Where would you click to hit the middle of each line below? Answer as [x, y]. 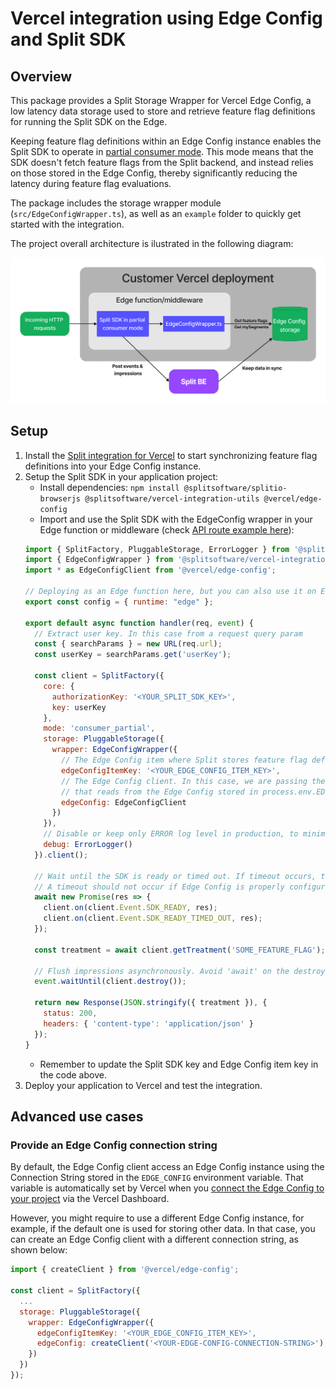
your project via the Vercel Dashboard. [90, 1199]
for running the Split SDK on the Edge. [89, 121]
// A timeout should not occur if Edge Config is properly [160, 887]
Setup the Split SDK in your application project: [121, 476]
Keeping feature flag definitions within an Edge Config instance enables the [166, 141]
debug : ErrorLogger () [88, 845]
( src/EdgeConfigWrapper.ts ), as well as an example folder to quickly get [156, 213]
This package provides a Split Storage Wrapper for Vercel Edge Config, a [161, 100]
